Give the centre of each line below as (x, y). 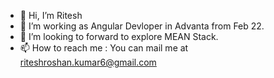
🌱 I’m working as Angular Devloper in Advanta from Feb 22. (142, 26)
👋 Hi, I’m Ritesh (51, 15)
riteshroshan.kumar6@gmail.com (88, 62)
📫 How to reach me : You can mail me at (104, 48)
